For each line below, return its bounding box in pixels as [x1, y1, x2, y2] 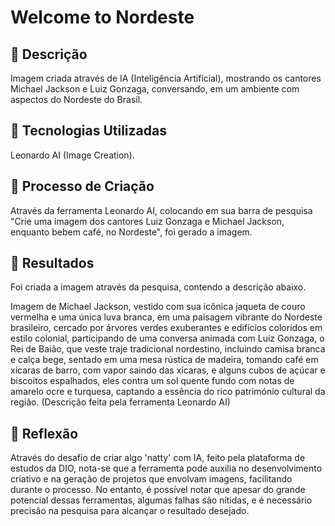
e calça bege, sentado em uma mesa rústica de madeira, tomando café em [10, 354, 319, 366]
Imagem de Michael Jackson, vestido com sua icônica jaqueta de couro [10, 301, 306, 313]
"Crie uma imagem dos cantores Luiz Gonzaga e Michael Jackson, [10, 215, 285, 227]
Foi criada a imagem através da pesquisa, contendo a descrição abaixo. [10, 281, 307, 293]
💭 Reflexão [10, 425, 79, 442]
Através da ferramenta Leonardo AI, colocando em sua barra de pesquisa [10, 204, 313, 216]
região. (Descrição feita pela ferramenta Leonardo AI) [10, 396, 231, 408]
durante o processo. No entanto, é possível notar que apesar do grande [10, 484, 306, 496]
